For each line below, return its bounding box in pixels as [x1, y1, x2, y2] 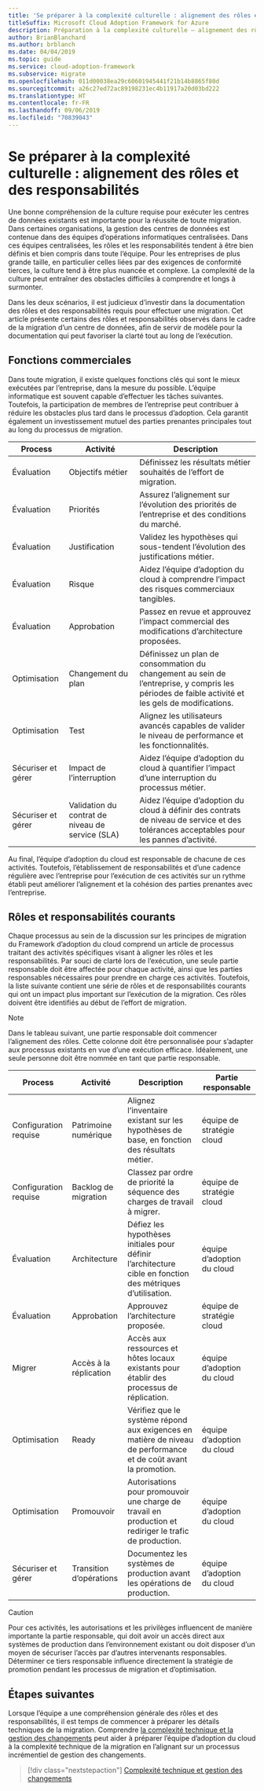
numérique [71, 1130, 112, 1141]
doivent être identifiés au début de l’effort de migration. [8, 998, 187, 1007]
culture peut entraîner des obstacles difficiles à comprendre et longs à [8, 274, 236, 283]
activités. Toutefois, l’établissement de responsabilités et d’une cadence [8, 862, 241, 872]
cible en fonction [126, 1268, 190, 1279]
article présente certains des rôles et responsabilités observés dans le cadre [8, 314, 256, 323]
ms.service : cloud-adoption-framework [8, 63, 135, 71]
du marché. [139, 518, 181, 529]
